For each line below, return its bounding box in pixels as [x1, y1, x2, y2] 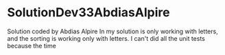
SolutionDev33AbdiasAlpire [7, 5, 170, 20]
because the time [7, 41, 56, 50]
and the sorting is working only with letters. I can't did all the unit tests [7, 34, 206, 42]
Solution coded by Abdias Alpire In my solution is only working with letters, [7, 27, 218, 35]
